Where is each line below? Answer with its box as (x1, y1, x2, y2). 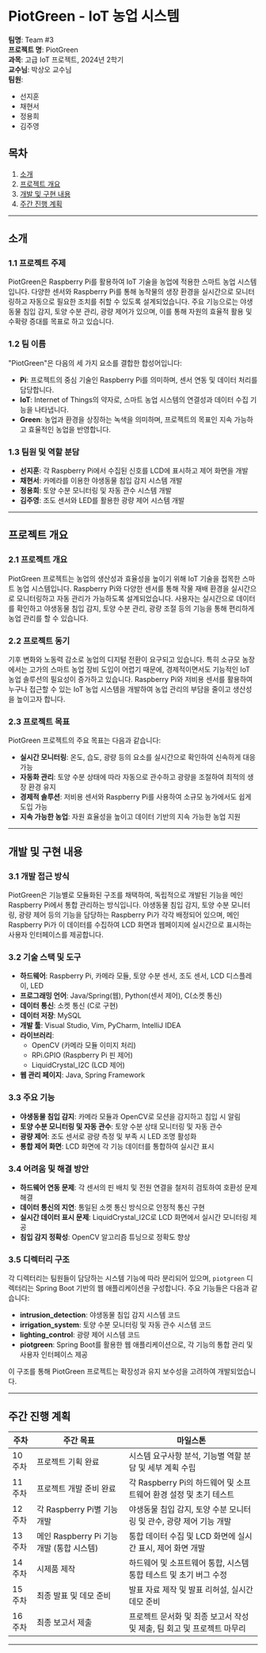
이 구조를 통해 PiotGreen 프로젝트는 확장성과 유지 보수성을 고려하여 (8, 1367, 216, 1376)
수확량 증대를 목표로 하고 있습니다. (8, 316, 114, 326)
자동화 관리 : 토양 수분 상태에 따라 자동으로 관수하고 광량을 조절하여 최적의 (19, 773, 245, 782)
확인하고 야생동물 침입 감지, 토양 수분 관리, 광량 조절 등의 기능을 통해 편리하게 (16, 604, 255, 613)
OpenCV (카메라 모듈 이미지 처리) (31, 1041, 136, 1050)
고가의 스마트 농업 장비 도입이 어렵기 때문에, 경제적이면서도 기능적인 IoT (28, 665, 251, 674)
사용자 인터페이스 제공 (19, 1350, 89, 1360)
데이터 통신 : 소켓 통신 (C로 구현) (19, 1001, 119, 1011)
